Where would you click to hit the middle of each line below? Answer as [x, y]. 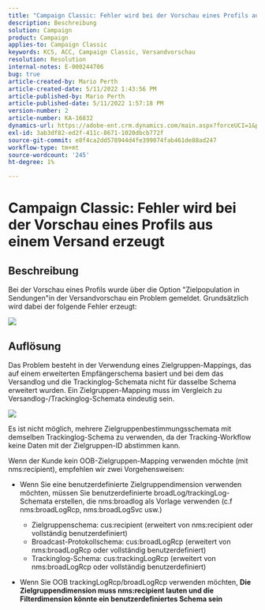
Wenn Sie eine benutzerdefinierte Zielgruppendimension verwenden [131, 484]
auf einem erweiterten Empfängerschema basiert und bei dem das [116, 373]
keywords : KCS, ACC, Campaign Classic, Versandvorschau [102, 52]
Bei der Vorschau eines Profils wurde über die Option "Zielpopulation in [124, 290]
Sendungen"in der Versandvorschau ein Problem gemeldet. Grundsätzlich [128, 298]
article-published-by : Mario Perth [67, 96]
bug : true [24, 74]
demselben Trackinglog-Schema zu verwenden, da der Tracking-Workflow [130, 437]
